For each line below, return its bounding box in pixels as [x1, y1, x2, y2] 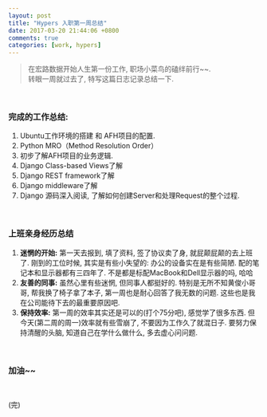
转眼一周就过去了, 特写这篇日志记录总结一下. [27, 74, 174, 84]
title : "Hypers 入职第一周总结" [8, 19, 108, 27]
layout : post [8, 11, 52, 20]
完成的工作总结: [8, 112, 69, 123]
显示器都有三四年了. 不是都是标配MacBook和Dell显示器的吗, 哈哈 [41, 268, 253, 277]
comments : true [8, 33, 59, 42]
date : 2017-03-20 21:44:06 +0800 [8, 26, 120, 34]
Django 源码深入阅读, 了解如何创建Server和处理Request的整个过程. [19, 191, 240, 200]
